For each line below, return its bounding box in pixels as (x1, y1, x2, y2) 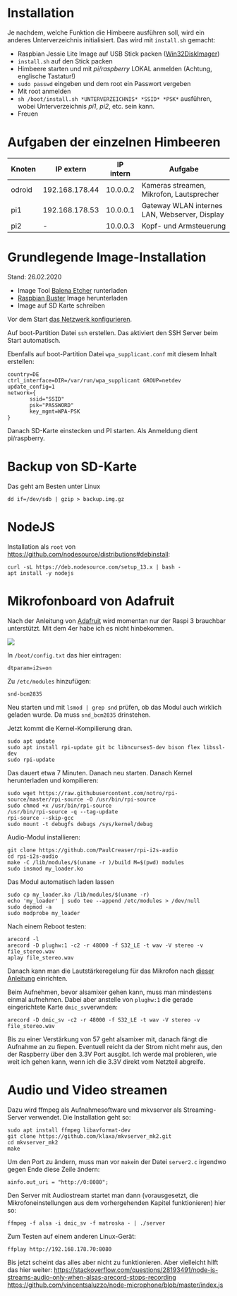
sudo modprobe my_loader (7, 909, 80, 916)
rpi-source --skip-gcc (7, 814, 74, 821)
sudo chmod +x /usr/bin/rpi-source (7, 802, 112, 809)
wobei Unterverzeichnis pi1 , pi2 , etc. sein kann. (17, 102, 155, 110)
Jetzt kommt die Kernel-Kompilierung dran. (7, 724, 133, 732)
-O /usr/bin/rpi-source (85, 796, 157, 803)
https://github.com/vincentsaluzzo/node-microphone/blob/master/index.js (7, 1280, 224, 1289)
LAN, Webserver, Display (141, 210, 224, 219)
